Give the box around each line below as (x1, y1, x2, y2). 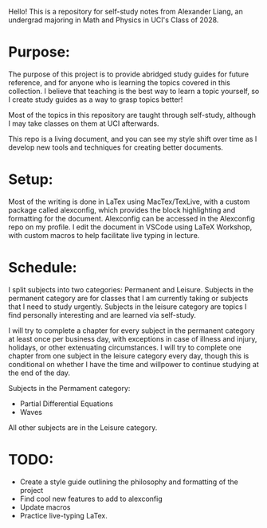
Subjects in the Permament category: (8, 383, 131, 393)
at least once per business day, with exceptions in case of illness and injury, (8, 334, 257, 343)
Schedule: (8, 259, 77, 277)
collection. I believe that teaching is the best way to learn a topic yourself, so (8, 86, 260, 96)
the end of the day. (8, 368, 70, 377)
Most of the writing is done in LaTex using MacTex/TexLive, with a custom (8, 197, 250, 206)
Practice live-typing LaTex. (19, 510, 108, 520)
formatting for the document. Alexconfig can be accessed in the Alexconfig (8, 213, 255, 223)
